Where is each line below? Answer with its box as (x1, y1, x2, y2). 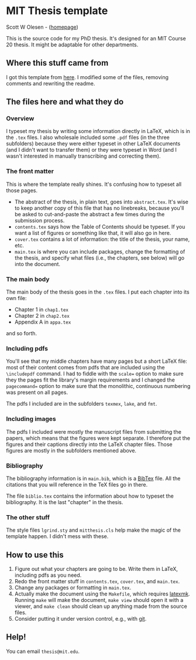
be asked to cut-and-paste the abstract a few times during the (14, 210, 165, 217)
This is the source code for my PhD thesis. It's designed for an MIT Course (6, 35, 186, 42)
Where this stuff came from (6, 58, 109, 68)
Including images (6, 415, 57, 423)
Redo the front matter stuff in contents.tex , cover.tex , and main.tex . (14, 578, 180, 585)
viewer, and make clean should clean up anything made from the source (14, 603, 187, 610)
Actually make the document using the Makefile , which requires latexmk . (14, 590, 190, 597)
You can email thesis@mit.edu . (6, 648, 80, 655)
